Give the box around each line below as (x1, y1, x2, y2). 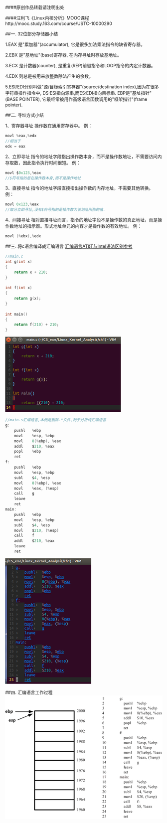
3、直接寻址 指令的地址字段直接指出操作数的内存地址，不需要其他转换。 (5, 185, 154, 191)
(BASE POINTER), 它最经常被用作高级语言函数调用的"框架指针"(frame (5, 96, 148, 102)
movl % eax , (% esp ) (14, 486, 59, 491)
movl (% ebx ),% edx (5, 234, 41, 239)
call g (14, 491, 35, 496)
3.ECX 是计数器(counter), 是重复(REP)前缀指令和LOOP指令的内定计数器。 (5, 63, 156, 68)
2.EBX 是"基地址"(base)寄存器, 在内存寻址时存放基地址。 (5, 52, 122, 58)
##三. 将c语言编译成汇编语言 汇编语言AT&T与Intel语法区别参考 (5, 243, 133, 249)
